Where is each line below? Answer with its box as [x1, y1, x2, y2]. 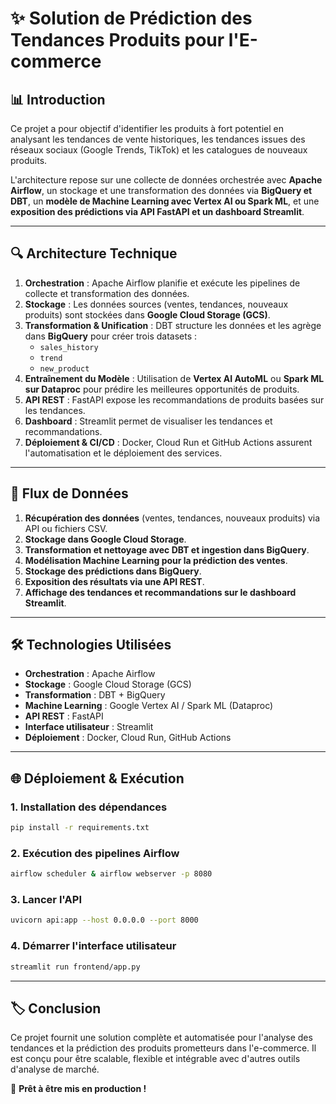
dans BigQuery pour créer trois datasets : [24, 330, 198, 342]
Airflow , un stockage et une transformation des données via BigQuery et [10, 185, 313, 196]
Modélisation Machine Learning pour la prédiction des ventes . [24, 554, 288, 566]
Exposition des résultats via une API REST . [24, 575, 205, 587]
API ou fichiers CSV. [24, 522, 108, 534]
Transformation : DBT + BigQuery [24, 689, 166, 701]
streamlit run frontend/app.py [10, 962, 141, 972]
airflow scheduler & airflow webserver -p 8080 [10, 869, 213, 879]
